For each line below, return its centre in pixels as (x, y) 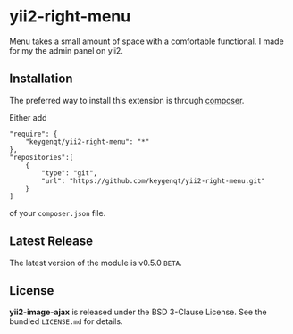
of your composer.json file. (58, 213)
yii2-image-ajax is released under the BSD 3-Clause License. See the (138, 312)
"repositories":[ (42, 157)
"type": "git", (70, 173)
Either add (28, 117)
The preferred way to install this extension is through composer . (127, 100)
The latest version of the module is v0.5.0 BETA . (96, 263)
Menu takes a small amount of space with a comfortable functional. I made (146, 41)
